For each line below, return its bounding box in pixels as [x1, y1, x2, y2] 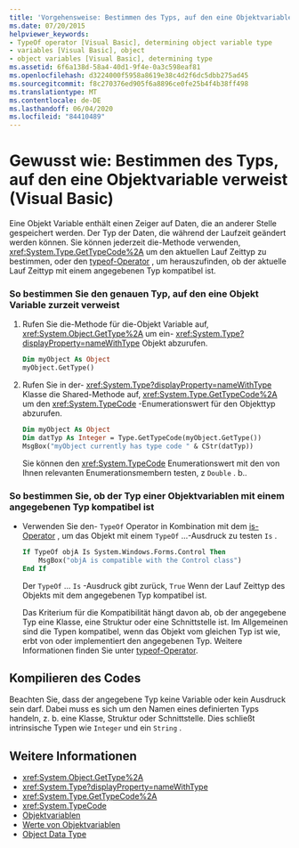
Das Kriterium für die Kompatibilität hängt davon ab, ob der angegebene [21, 607, 287, 617]
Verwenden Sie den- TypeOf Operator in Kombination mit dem [21, 521, 247, 532]
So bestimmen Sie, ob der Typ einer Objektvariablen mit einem [9, 489, 285, 501]
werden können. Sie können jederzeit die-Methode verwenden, [9, 237, 241, 248]
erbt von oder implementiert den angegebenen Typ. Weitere [21, 635, 243, 646]
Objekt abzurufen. [141, 338, 208, 348]
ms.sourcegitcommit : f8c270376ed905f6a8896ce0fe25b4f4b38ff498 [9, 79, 249, 88]
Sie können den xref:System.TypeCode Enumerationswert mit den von [21, 458, 280, 469]
